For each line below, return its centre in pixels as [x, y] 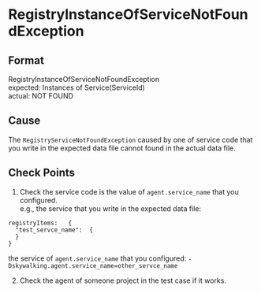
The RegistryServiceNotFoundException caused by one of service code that [130, 139]
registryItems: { [40, 223]
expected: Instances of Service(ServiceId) [77, 87]
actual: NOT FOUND [41, 96]
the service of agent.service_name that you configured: [97, 258]
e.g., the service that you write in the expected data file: [110, 208]
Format [26, 60]
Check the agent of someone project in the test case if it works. [123, 280]
